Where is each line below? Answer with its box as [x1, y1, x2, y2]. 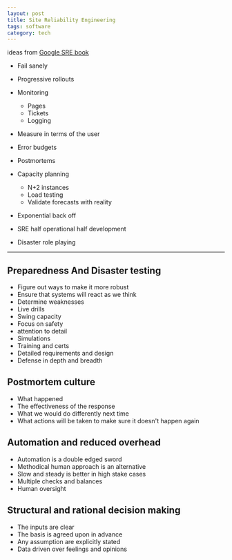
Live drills [17, 305, 45, 313]
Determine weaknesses [17, 298, 84, 306]
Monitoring [17, 88, 48, 97]
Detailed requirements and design [17, 349, 114, 358]
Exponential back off [17, 211, 77, 220]
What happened [17, 394, 64, 403]
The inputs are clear [17, 523, 75, 531]
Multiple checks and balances [17, 477, 103, 485]
